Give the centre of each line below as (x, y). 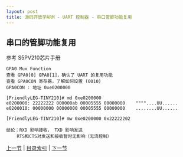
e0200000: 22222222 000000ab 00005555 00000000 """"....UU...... (92, 103)
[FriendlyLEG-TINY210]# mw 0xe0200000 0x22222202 (68, 119)
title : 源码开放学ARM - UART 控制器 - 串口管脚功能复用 (69, 17)
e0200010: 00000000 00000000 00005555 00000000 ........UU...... (92, 109)
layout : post (22, 12)
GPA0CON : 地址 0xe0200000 (38, 88)
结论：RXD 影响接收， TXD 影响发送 (45, 130)
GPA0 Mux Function (29, 69)
